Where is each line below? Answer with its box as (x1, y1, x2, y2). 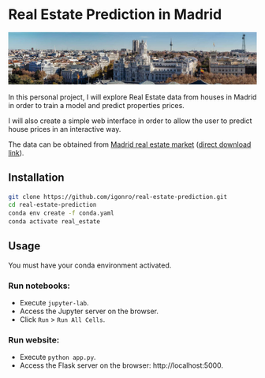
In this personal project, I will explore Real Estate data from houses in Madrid (8, 92, 257, 102)
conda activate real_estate (8, 218, 101, 226)
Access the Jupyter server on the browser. (19, 306, 159, 316)
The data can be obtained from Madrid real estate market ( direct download (8, 140, 252, 149)
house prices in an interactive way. (8, 124, 121, 133)
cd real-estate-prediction (8, 201, 97, 209)
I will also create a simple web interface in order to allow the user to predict (8, 116, 252, 125)
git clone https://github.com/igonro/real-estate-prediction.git (8, 193, 227, 200)
